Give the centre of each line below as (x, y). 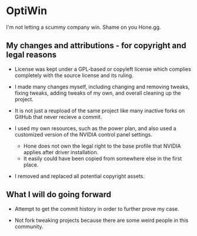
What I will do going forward (59, 195)
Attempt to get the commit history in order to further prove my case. (97, 209)
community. (29, 226)
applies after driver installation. (61, 152)
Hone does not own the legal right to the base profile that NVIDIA (102, 146)
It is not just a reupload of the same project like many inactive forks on (100, 111)
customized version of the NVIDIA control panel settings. (84, 134)
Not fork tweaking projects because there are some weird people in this (101, 220)
